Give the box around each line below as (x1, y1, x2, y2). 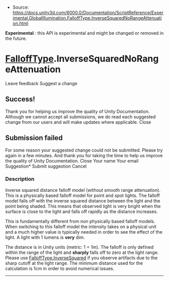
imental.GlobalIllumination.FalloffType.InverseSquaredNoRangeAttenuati (12, 15, 162, 21)
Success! (5, 95, 35, 104)
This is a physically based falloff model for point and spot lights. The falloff (5, 192, 160, 198)
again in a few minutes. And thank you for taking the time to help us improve (5, 152, 163, 158)
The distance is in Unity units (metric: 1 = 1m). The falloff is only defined (5, 244, 154, 250)
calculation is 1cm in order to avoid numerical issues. (5, 265, 115, 271)
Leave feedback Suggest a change (5, 80, 77, 86)
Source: (12, 5, 29, 10)
